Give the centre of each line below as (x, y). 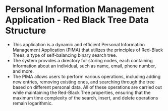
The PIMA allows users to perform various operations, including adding (87, 76)
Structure (26, 31)
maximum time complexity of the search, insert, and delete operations (85, 98)
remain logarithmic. (33, 103)
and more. (23, 71)
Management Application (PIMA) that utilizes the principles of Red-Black (88, 50)
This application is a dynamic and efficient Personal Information (79, 44)
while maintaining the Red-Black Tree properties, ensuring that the (81, 92)
